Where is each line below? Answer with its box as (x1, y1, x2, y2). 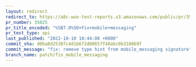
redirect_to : (5, 14, 37, 20)
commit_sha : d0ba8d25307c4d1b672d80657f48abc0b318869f (5, 41, 142, 47)
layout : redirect (5, 8, 48, 15)
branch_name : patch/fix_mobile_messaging (5, 52, 108, 58)
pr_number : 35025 (5, 19, 48, 25)
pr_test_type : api (5, 30, 50, 36)
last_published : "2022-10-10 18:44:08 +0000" (5, 36, 118, 41)
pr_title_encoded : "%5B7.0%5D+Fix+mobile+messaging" (5, 24, 137, 31)
